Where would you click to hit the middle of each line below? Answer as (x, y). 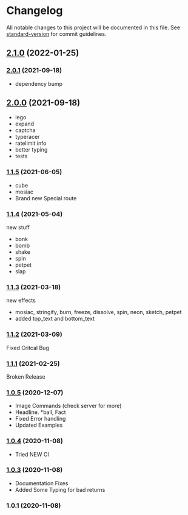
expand (25, 124)
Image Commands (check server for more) (68, 406)
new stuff (18, 227)
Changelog (35, 11)
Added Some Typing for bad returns (60, 489)
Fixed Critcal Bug (28, 348)
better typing (31, 150)
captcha (25, 130)
